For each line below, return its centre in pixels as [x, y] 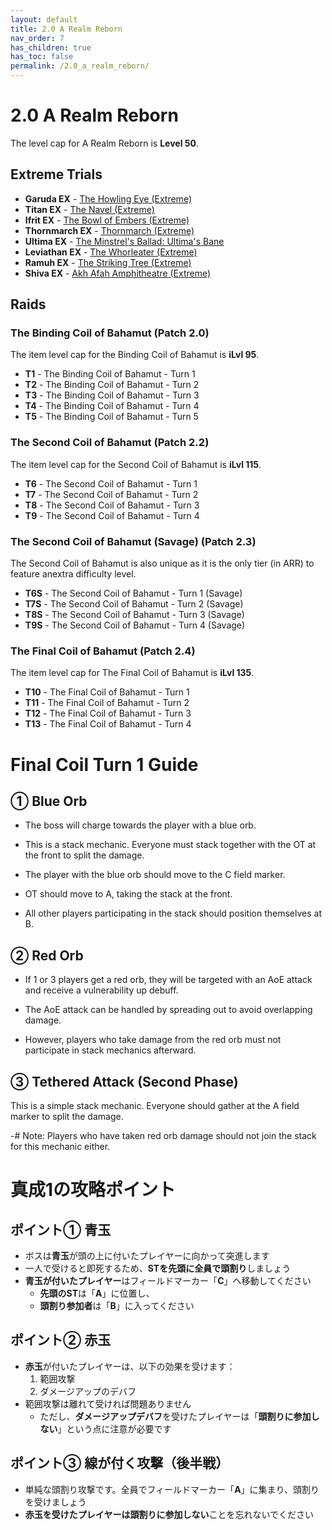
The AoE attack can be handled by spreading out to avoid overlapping [168, 1010]
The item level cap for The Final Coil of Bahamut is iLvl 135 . [132, 673]
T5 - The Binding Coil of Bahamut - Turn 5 [111, 417]
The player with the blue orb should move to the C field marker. [155, 875]
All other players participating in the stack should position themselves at [173, 913]
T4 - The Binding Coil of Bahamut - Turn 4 [112, 406]
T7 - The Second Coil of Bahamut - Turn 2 [111, 494]
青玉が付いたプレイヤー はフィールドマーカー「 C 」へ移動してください [168, 1280]
